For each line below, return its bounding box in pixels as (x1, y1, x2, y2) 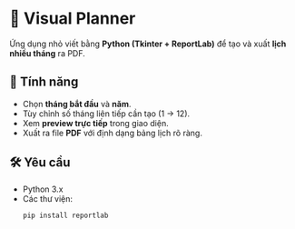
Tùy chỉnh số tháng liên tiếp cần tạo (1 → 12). (22, 108, 191, 119)
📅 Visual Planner (9, 8, 136, 29)
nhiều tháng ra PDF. (9, 47, 86, 58)
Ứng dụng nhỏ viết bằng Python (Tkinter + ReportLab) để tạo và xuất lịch (9, 38, 287, 49)
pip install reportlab (22, 211, 109, 220)
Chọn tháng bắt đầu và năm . (22, 98, 132, 109)
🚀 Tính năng (9, 75, 79, 90)
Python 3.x (22, 184, 64, 194)
